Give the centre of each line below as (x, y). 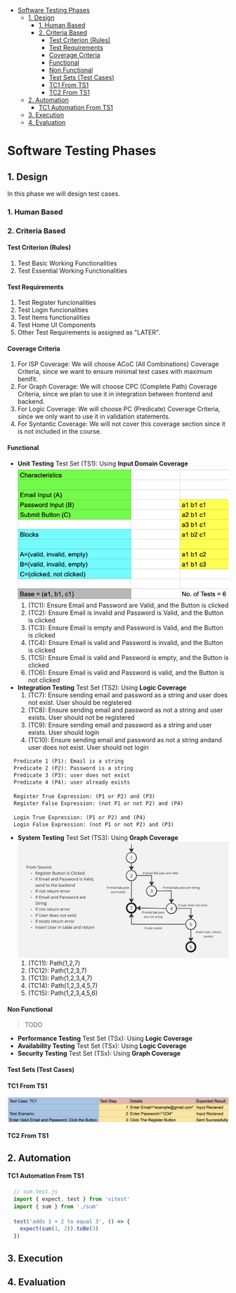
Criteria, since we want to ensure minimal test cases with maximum (115, 372)
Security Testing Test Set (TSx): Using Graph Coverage (99, 1054)
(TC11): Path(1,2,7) (54, 963)
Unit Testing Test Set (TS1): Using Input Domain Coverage (103, 463)
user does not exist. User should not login (88, 748)
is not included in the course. (59, 432)
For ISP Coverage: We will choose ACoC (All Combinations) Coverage (118, 364)
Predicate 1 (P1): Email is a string (69, 761)
